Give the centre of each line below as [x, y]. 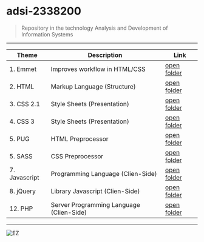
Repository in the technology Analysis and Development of [94, 28]
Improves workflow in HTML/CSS [98, 69]
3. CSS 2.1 [25, 104]
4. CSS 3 [22, 121]
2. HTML [22, 86]
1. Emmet [23, 69]
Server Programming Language [96, 204]
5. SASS [21, 156]
